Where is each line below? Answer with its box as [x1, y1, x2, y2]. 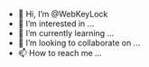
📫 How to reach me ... [17, 48, 102, 58]
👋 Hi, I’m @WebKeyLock [17, 9, 108, 19]
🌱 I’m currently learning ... [17, 28, 115, 38]
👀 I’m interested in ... [17, 18, 95, 29]
